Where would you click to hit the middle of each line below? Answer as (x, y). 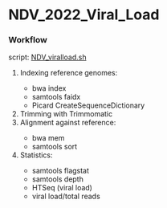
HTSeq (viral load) (62, 188)
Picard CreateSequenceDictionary (88, 105)
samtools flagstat (61, 171)
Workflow (28, 40)
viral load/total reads (66, 196)
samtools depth (58, 179)
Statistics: (37, 155)
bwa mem (48, 138)
